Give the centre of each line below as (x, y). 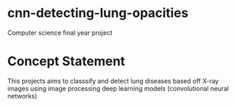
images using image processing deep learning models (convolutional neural (118, 88)
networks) (22, 96)
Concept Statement (66, 61)
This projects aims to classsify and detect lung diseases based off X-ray (113, 81)
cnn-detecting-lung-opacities (98, 13)
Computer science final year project (60, 33)
